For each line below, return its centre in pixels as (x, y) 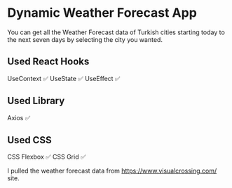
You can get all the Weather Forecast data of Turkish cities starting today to (116, 32)
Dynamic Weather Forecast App (102, 13)
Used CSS (29, 140)
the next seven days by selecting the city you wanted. (85, 39)
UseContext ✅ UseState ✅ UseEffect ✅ (64, 78)
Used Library (36, 101)
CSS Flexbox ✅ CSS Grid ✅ (47, 157)
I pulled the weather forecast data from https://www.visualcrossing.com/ (112, 171)
